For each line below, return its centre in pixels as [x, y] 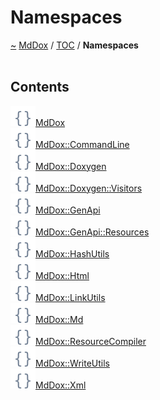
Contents [40, 87]
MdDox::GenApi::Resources [92, 232]
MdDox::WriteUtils [72, 363]
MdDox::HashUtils [72, 253]
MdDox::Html [62, 275]
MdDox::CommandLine [82, 144]
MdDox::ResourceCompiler [91, 341]
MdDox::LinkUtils [70, 297]
